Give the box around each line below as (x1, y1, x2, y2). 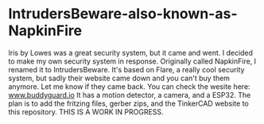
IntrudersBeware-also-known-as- (8, 5, 238, 23)
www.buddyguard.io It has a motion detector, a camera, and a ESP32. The (8, 90, 251, 99)
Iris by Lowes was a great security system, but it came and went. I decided (8, 48, 253, 57)
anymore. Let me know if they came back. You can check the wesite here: (8, 81, 250, 91)
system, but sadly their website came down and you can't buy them (8, 73, 231, 83)
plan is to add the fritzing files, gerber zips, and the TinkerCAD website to (8, 99, 249, 108)
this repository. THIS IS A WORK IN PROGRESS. (8, 107, 165, 116)
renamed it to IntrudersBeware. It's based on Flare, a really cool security (8, 64, 245, 74)
